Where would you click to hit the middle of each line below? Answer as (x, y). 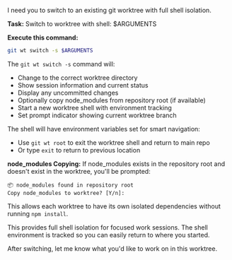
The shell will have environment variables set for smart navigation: (104, 129)
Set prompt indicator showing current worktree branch (97, 115)
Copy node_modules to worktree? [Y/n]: (66, 193)
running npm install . (38, 213)
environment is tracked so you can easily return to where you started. (109, 235)
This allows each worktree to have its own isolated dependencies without (114, 206)
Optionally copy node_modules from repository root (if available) (112, 100)
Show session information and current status (83, 85)
